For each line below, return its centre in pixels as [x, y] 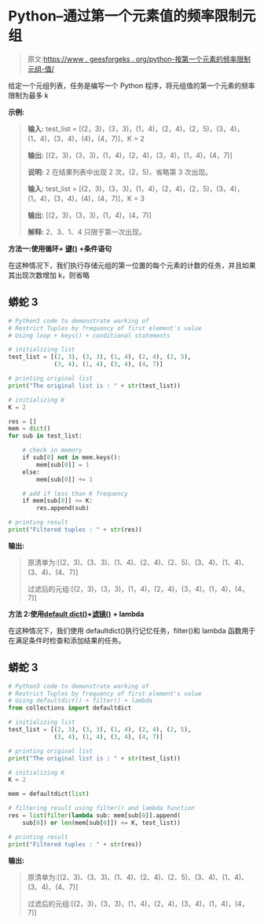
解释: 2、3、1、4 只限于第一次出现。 [87, 232]
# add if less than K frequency [75, 493]
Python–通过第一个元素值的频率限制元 [132, 16]
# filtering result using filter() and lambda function [101, 808]
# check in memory [52, 450]
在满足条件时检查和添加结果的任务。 [67, 640]
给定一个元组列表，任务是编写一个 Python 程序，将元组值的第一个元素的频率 [132, 85]
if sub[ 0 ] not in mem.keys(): [72, 457]
